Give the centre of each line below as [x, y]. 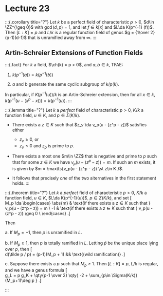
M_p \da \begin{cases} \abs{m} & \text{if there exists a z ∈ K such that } [78, 203]
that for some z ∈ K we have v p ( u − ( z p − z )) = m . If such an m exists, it [84, 162]
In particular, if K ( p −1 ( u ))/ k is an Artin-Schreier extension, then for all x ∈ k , [80, 94]
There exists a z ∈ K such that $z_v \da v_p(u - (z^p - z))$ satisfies [79, 124]
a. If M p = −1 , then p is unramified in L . [44, 233]
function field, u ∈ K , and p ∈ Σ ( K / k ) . [43, 115]
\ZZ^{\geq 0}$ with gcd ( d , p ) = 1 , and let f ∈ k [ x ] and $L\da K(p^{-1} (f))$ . [80, 27]
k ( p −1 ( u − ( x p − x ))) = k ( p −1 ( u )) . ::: [38, 100]
